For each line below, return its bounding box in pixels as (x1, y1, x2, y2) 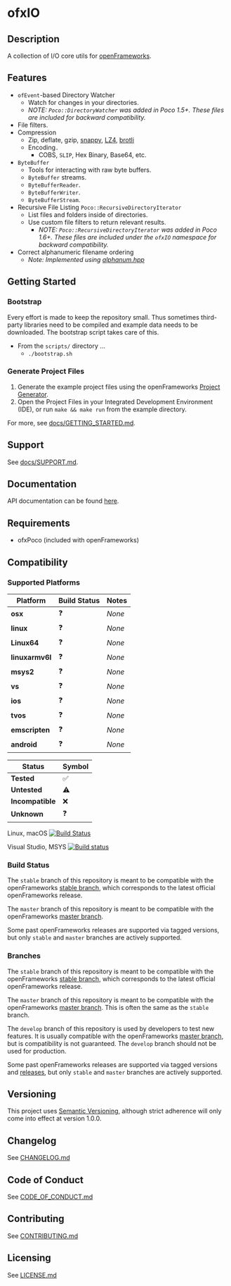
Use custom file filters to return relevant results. (27, 218, 166, 226)
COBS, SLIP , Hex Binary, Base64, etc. (38, 150, 147, 159)
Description (7, 33, 60, 45)
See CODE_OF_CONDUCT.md (7, 1192, 93, 1201)
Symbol (62, 761, 89, 771)
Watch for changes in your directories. (27, 98, 139, 106)
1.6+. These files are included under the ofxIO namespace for (38, 232, 217, 241)
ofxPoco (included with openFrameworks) (17, 536, 139, 544)
